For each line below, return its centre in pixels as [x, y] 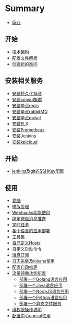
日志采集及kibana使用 [33, 261]
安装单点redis [25, 105]
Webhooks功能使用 [31, 213]
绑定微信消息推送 [29, 219]
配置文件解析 [25, 58]
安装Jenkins [24, 136]
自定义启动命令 [27, 249]
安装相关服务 [24, 81]
